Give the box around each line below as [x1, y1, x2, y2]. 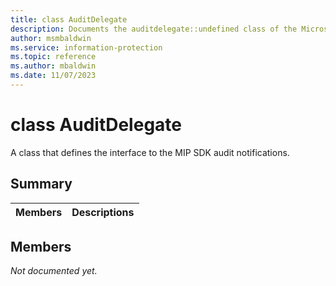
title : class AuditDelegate [10, 14, 128, 25]
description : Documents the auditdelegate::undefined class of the [10, 24, 298, 34]
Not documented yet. [10, 265, 98, 277]
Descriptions [71, 205, 135, 219]
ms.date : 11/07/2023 [10, 71, 97, 81]
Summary [10, 176, 73, 193]
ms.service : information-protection [10, 42, 163, 53]
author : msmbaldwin [10, 33, 92, 43]
